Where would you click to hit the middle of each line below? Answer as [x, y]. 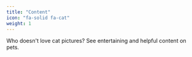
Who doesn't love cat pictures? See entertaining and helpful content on [96, 41]
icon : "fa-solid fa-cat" [38, 18]
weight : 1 [19, 23]
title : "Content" [29, 12]
